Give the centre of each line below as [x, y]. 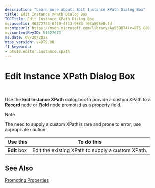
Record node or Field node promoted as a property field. [63, 105]
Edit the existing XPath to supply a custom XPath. [90, 150]
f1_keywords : [19, 47]
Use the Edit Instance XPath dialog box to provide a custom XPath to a [78, 100]
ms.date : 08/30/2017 [27, 38]
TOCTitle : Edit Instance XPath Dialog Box [50, 19]
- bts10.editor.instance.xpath [38, 51]
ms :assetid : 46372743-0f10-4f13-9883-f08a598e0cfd [59, 24]
